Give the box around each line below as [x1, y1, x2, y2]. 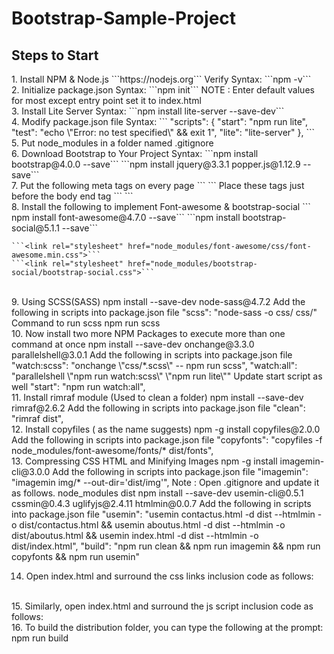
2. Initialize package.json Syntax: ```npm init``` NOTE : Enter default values [11, 84, 315, 96]
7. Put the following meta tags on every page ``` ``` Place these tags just [11, 180, 305, 191]
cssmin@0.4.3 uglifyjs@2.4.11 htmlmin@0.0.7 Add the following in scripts [11, 498, 312, 509]
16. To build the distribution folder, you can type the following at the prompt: [11, 622, 324, 633]
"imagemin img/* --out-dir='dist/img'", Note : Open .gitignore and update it [11, 477, 320, 488]
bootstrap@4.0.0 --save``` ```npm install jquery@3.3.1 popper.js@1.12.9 [11, 158, 301, 170]
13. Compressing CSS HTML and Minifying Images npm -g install [11, 455, 278, 467]
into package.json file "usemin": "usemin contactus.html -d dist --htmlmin [11, 508, 316, 520]
